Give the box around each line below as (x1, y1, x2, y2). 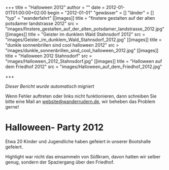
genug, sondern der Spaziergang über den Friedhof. (5, 159, 115, 165)
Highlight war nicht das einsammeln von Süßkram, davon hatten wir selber (5, 153, 161, 159)
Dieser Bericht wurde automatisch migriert (5, 83, 94, 89)
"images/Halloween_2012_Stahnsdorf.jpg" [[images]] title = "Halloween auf (5, 58, 162, 64)
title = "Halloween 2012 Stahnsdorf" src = (5, 53, 92, 59)
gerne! (5, 104, 19, 110)
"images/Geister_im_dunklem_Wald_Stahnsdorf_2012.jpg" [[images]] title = (5, 37, 162, 43)
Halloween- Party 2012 (5, 122, 104, 133)
